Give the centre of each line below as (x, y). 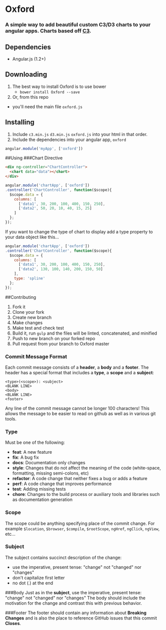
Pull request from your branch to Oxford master (61, 344)
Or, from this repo (30, 97)
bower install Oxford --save (50, 92)
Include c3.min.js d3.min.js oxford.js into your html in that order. (80, 134)
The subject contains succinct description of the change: (63, 558)
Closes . (13, 623)
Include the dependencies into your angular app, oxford (69, 140)
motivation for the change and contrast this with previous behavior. (74, 603)
